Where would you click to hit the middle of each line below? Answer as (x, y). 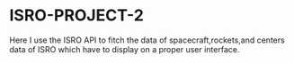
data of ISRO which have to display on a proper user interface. (125, 49)
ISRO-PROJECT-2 (76, 16)
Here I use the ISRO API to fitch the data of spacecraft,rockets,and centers (147, 40)
